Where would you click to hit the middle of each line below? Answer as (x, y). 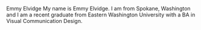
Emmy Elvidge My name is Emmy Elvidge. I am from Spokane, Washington (99, 9)
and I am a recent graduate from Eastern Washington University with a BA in (101, 15)
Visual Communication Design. (44, 21)
